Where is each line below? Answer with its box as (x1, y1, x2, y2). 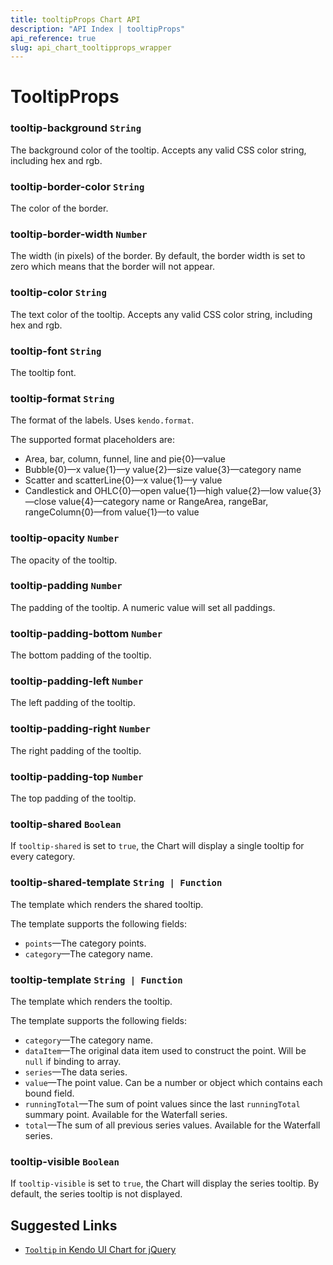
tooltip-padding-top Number (10, 769, 144, 783)
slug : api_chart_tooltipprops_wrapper (10, 42, 172, 53)
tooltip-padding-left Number (10, 674, 144, 688)
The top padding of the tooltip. (10, 792, 137, 804)
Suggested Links (10, 1217, 118, 1234)
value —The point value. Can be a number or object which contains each (24, 1076, 323, 1088)
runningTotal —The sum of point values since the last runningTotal (24, 1097, 301, 1110)
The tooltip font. (10, 366, 77, 378)
